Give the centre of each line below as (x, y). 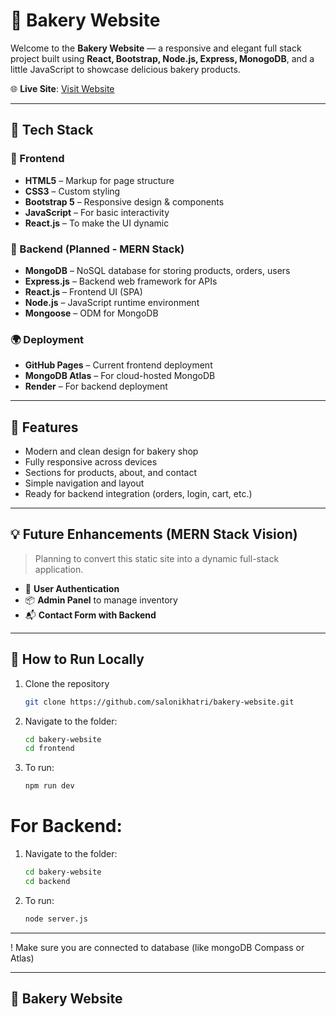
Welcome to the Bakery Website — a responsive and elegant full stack (156, 48)
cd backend (47, 881)
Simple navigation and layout (84, 483)
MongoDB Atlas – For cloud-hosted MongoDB (120, 376)
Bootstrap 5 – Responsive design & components (124, 201)
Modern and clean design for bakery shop (111, 451)
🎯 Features (44, 427)
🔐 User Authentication (72, 588)
